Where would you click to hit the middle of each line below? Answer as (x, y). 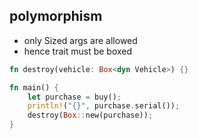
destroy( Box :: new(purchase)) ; (90, 115)
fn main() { (34, 87)
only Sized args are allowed (80, 40)
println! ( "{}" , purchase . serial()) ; (104, 106)
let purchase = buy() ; (74, 97)
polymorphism (56, 16)
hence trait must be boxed (78, 51)
